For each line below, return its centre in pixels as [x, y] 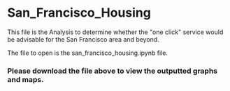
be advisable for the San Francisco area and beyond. [83, 39]
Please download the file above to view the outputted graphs [113, 71]
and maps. [26, 79]
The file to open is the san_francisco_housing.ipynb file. [87, 53]
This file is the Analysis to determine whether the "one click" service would [115, 32]
